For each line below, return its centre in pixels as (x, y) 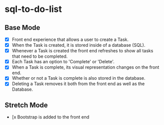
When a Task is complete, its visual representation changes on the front (85, 67)
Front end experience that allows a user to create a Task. (70, 39)
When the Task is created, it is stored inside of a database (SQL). (79, 45)
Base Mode (22, 28)
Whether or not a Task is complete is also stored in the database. (79, 78)
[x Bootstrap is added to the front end (51, 117)
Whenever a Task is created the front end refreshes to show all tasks (82, 51)
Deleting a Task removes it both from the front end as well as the (78, 84)
